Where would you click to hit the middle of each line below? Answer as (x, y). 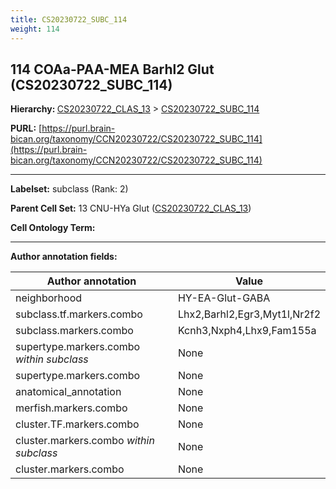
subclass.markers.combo (74, 331)
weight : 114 (35, 29)
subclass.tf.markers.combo (79, 314)
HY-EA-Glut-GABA (224, 298)
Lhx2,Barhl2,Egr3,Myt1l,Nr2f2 (249, 314)
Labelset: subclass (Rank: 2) (69, 189)
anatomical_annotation (68, 392)
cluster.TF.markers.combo (77, 424)
